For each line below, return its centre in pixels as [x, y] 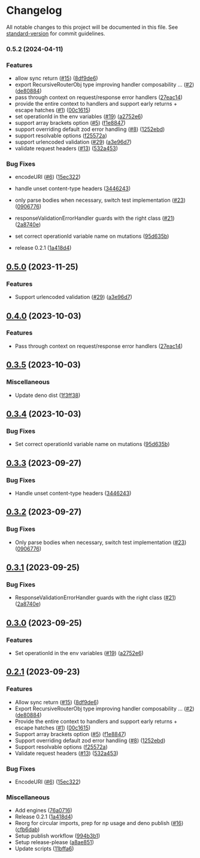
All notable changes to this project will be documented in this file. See [92, 27]
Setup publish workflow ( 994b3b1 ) [57, 836]
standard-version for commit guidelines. [56, 33]
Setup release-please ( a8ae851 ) [54, 842]
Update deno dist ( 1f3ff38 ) [48, 395]
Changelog [34, 11]
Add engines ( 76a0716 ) [44, 811]
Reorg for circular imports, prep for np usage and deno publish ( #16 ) [99, 823]
